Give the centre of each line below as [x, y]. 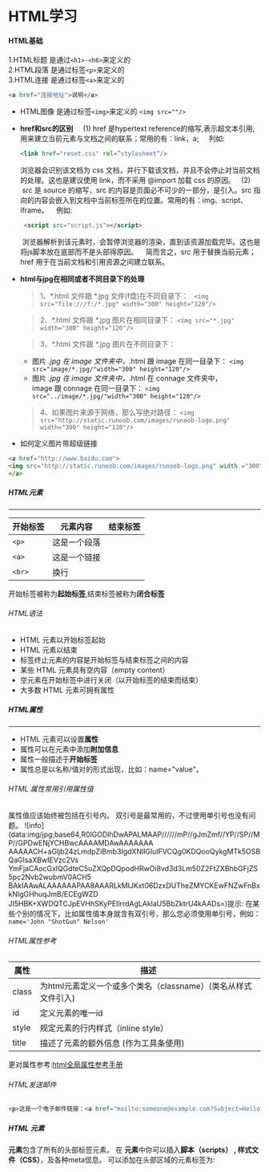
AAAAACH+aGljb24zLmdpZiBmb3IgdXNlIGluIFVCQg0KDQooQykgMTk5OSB [134, 851]
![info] [34, 825]
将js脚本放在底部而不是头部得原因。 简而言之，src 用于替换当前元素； [138, 252]
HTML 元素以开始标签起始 [62, 639]
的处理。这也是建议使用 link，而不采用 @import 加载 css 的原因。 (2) [135, 180]
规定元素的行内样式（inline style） [104, 1028]
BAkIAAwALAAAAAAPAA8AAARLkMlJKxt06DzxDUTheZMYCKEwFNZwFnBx [134, 885]
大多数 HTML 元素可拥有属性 [67, 690]
